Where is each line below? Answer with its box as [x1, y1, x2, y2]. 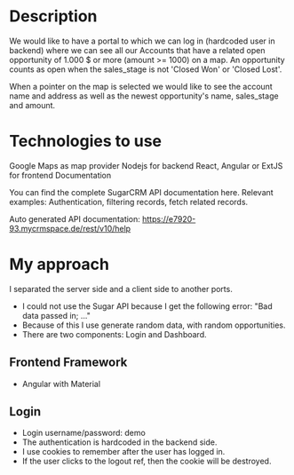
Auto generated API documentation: [9, 213, 140, 224]
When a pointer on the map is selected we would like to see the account [9, 81, 273, 91]
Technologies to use [9, 131, 163, 152]
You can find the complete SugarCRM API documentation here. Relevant [9, 186, 274, 197]
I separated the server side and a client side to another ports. [9, 283, 233, 294]
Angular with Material [21, 378, 100, 389]
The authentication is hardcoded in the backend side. [21, 437, 218, 447]
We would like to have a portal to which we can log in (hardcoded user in [9, 36, 275, 46]
